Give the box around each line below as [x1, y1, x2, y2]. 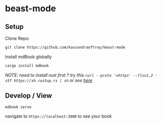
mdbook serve [5, 104, 32, 109]
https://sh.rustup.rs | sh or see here [14, 77, 93, 83]
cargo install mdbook [5, 63, 49, 68]
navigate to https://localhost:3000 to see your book [5, 113, 112, 119]
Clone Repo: [5, 35, 30, 41]
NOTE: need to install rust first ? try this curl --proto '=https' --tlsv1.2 [5, 72, 153, 78]
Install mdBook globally [5, 53, 52, 59]
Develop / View [5, 92, 52, 100]
